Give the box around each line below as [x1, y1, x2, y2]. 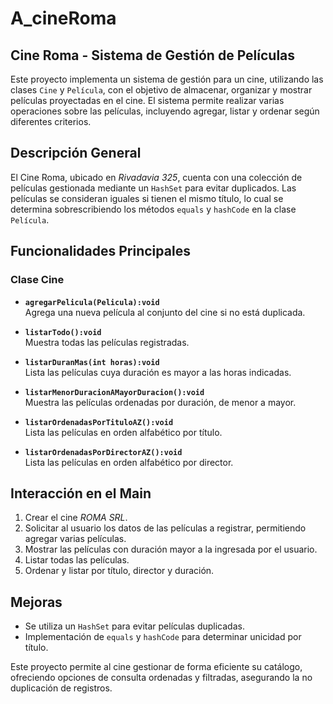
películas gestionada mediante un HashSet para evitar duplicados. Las [10, 182, 297, 194]
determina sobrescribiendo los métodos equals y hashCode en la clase [10, 203, 297, 215]
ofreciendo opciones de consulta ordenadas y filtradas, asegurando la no [10, 672, 313, 684]
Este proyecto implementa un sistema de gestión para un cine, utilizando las [10, 73, 324, 85]
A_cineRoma [10, 7, 117, 30]
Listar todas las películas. [24, 554, 130, 566]
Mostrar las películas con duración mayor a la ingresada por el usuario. [24, 543, 318, 556]
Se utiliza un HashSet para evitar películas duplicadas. [24, 620, 245, 632]
